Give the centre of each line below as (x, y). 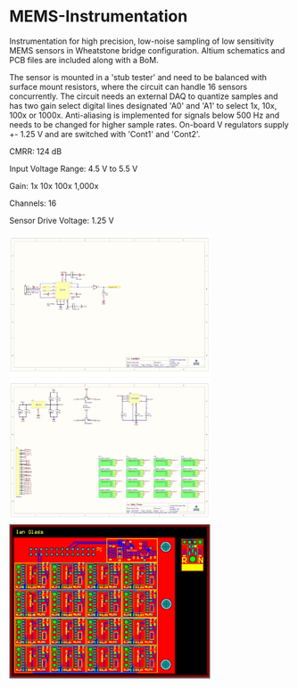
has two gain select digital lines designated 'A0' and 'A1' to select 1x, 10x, (143, 105)
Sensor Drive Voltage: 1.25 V (62, 220)
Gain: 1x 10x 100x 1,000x (54, 185)
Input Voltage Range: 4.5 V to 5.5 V (74, 168)
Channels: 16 (33, 203)
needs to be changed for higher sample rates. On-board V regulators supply (149, 124)
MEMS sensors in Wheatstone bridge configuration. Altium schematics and (147, 50)
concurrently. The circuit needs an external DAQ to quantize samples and (144, 96)
